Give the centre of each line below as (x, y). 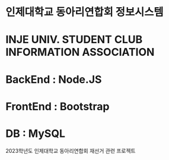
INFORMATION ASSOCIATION (80, 52)
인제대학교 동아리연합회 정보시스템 (84, 12)
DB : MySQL (36, 133)
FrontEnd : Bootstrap (58, 106)
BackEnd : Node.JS (54, 79)
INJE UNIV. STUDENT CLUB (74, 40)
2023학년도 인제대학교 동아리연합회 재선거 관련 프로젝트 (71, 151)
